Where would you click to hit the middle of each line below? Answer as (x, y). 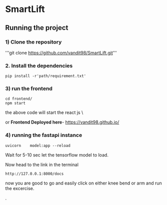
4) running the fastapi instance (44, 135)
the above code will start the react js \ (44, 112)
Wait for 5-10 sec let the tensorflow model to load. (57, 155)
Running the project (37, 28)
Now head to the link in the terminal (42, 164)
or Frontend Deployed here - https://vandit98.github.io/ (62, 122)
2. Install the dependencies (39, 65)
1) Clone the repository (33, 42)
